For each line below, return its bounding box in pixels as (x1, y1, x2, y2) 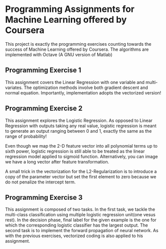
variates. (5, 84, 23, 90)
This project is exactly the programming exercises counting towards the (5, 41, 152, 47)
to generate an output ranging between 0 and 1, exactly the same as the (5, 128, 152, 134)
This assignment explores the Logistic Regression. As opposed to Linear (5, 117, 153, 123)
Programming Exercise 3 (5, 193, 83, 202)
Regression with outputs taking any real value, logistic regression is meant (5, 123, 157, 129)
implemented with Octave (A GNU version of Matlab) (5, 51, 112, 58)
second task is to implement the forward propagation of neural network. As (5, 228, 159, 234)
